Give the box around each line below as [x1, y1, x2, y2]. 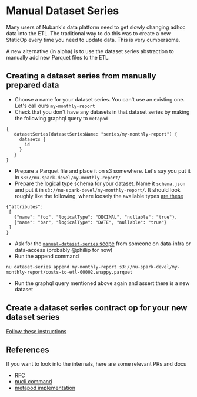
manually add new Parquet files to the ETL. [6, 54, 110, 61]
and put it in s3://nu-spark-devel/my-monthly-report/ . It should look [14, 186, 181, 193]
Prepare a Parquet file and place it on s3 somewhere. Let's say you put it [14, 167, 191, 175]
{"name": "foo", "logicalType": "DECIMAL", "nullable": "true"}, [14, 214, 178, 220]
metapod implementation [14, 385, 75, 392]
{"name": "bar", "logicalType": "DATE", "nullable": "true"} [14, 219, 167, 225]
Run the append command [14, 252, 79, 260]
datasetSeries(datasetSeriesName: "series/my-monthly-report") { [14, 131, 178, 137]
